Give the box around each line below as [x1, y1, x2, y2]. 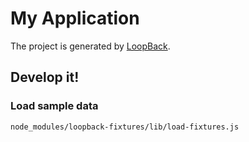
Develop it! [10, 69, 80, 86]
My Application [10, 7, 140, 30]
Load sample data [10, 99, 99, 113]
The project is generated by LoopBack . [10, 40, 171, 52]
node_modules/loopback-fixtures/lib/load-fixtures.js [10, 122, 240, 132]
